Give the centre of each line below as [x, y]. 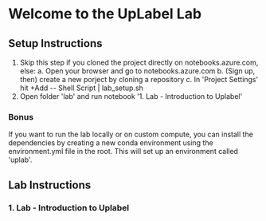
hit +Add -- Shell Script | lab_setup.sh [81, 88]
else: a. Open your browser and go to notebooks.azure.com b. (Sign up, [137, 71]
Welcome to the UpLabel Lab [105, 14]
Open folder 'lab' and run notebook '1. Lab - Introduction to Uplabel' [131, 96]
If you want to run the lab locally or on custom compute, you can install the [131, 134]
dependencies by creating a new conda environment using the [111, 143]
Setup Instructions [55, 43]
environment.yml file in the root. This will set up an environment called [123, 152]
